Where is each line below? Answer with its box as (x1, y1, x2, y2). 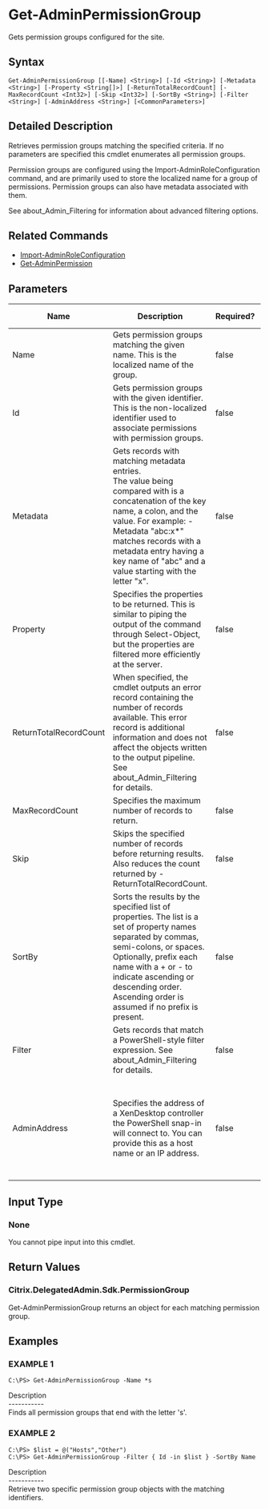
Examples (8, 1334, 58, 1348)
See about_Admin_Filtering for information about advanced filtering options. (8, 206, 259, 216)
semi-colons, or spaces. (112, 942, 205, 953)
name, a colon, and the (112, 506, 199, 517)
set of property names (112, 922, 197, 933)
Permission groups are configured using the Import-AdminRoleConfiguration (8, 164, 260, 174)
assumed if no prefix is (112, 1002, 199, 1013)
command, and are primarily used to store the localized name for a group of (8, 173, 259, 183)
